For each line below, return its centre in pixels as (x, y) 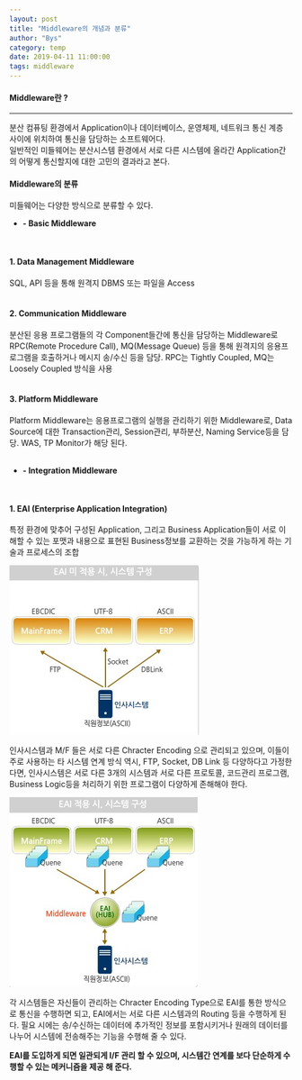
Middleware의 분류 (44, 184)
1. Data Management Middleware (72, 262)
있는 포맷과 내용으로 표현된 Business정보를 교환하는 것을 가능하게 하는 (159, 541)
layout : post (34, 19)
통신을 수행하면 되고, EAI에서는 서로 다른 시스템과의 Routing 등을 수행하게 (148, 1014)
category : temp (38, 48)
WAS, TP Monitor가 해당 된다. (74, 443)
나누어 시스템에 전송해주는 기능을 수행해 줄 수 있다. (98, 1037)
